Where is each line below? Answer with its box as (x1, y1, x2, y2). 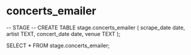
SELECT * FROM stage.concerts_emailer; (6, 42, 110, 49)
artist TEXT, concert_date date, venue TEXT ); (6, 30, 121, 37)
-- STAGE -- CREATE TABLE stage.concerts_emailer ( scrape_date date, (6, 24, 186, 31)
